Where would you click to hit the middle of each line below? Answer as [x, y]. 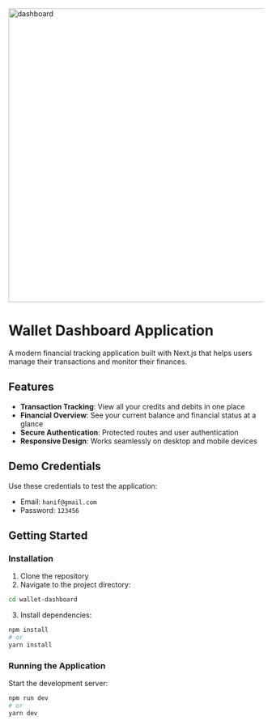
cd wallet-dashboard [43, 600]
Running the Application [57, 665]
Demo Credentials [55, 466]
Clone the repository [54, 576]
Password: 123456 [49, 510]
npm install [28, 630]
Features [31, 387]
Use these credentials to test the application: [83, 485]
